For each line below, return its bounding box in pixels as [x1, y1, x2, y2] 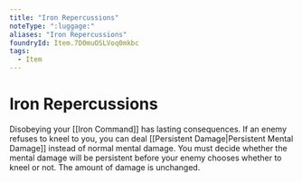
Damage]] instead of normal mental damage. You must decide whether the [9, 142, 288, 153]
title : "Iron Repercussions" [9, 13, 119, 23]
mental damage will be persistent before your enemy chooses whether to [9, 152, 282, 163]
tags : [9, 47, 30, 56]
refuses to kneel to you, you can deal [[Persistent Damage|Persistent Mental [9, 132, 294, 144]
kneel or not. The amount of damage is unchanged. [9, 161, 201, 172]
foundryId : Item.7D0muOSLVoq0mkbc [9, 38, 140, 48]
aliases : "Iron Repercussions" [9, 30, 127, 39]
